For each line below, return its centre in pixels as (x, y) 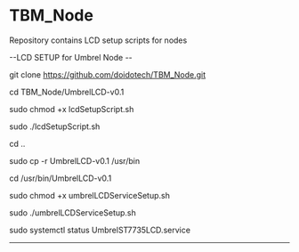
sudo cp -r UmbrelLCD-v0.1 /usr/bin (75, 160)
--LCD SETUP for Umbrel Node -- (71, 57)
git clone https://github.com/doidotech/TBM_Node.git (108, 74)
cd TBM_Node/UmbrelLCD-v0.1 (67, 92)
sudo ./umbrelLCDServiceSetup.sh (73, 212)
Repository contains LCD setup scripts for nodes (98, 40)
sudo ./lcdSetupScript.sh (55, 126)
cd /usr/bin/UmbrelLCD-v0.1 (61, 178)
